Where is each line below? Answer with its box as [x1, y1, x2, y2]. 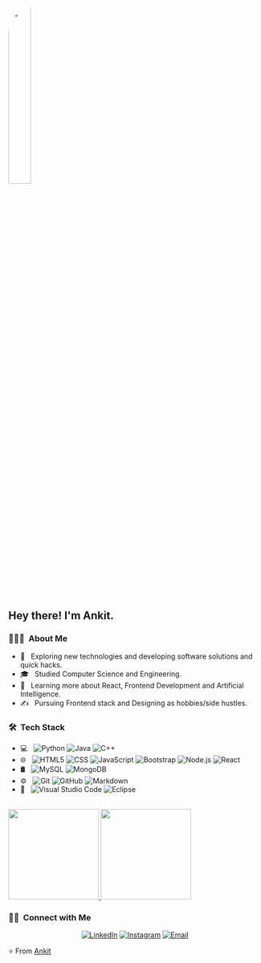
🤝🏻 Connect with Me [8, 912, 92, 923]
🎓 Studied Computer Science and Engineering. [19, 669, 182, 679]
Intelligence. [19, 689, 61, 699]
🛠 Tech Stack [8, 721, 66, 732]
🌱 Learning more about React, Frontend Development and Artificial [19, 680, 244, 690]
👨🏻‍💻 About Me [8, 633, 68, 644]
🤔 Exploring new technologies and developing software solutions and [19, 651, 253, 661]
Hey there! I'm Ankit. [8, 609, 114, 622]
